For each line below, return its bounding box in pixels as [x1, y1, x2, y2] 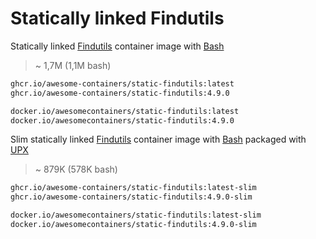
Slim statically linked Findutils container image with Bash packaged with [10, 133, 307, 146]
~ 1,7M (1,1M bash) [34, 59, 112, 71]
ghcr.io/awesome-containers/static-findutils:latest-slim [10, 183, 257, 193]
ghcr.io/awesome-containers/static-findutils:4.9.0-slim [10, 192, 253, 202]
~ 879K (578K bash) [34, 163, 118, 176]
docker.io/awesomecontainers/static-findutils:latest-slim [10, 210, 262, 221]
